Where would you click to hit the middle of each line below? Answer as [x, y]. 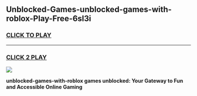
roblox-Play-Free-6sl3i [49, 19]
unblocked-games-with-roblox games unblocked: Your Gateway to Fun [95, 80]
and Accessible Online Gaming [44, 87]
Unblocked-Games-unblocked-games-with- [89, 10]
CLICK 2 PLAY [26, 57]
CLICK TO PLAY [29, 35]
